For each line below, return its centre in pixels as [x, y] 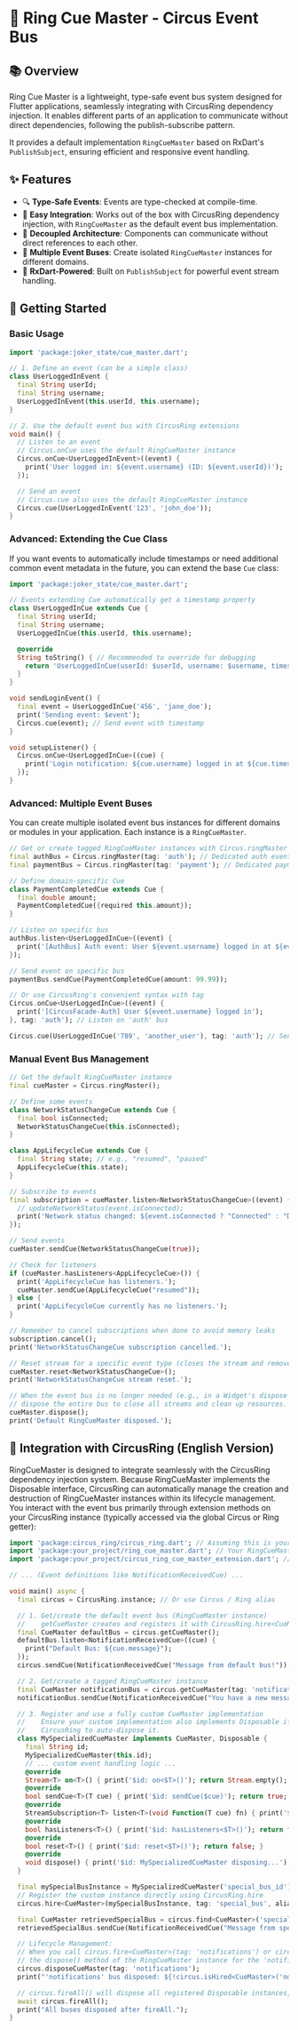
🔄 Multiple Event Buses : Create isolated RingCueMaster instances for [147, 252]
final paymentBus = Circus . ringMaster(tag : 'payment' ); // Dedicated [141, 865]
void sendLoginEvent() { [55, 698]
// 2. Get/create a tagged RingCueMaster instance [113, 1681]
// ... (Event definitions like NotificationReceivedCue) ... [126, 1576]
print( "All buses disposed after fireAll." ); [103, 2010]
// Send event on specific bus [67, 971]
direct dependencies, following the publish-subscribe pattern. [122, 125]
